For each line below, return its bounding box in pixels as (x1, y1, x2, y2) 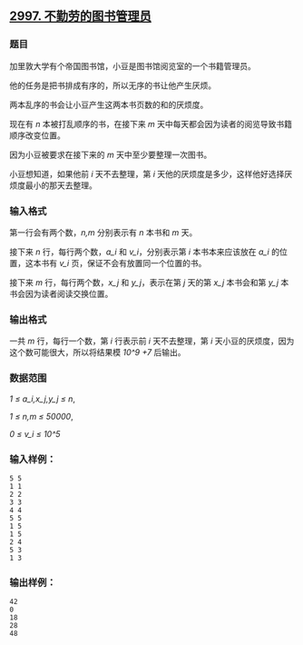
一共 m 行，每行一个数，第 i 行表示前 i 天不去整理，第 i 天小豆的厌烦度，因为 (9, 335, 295, 347)
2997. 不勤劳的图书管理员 (9, 8, 152, 25)
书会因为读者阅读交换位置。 (9, 288, 113, 299)
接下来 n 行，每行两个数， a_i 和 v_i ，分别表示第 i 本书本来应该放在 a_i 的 (9, 246, 279, 257)
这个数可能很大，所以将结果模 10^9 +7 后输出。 (9, 347, 186, 358)
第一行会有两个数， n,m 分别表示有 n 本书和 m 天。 (9, 226, 198, 238)
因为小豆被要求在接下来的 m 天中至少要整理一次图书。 (9, 149, 212, 160)
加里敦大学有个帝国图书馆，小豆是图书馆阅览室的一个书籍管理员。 (9, 60, 256, 71)
